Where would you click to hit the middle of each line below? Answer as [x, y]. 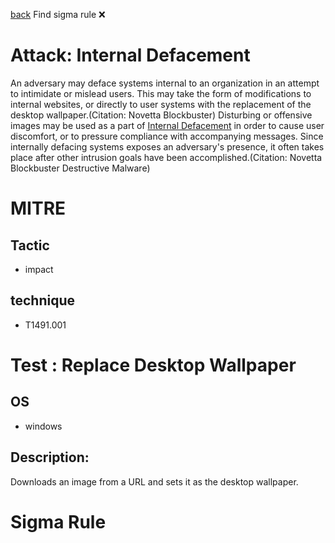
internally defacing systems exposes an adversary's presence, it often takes [167, 146]
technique [43, 300]
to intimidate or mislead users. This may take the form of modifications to [161, 93]
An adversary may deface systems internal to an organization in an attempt [165, 83]
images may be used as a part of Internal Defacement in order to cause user [167, 125]
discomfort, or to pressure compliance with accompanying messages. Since [167, 136]
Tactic [30, 245]
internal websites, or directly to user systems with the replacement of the [161, 104]
